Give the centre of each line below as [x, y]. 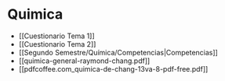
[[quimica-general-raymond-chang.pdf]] [84, 61]
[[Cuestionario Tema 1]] [56, 36]
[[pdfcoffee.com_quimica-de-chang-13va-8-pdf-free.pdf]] [113, 69]
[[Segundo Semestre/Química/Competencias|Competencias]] [118, 52]
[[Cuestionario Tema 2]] [57, 44]
